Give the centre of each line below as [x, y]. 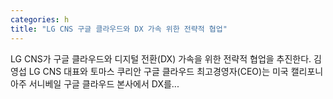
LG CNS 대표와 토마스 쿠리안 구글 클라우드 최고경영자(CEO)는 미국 [158, 71]
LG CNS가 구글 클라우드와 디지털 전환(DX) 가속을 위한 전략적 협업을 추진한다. [161, 58]
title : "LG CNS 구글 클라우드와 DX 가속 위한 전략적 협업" [119, 29]
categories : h [40, 19]
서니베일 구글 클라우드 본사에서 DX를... [104, 83]
